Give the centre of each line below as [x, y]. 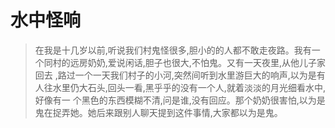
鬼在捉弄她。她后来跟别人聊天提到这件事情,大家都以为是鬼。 [158, 112]
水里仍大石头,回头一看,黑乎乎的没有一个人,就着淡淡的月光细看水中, [189, 87]
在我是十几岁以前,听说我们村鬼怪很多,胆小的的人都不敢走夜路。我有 [173, 50]
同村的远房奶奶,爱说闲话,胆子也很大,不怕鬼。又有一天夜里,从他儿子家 [184, 62]
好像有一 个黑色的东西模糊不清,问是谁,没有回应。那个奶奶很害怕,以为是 [180, 100]
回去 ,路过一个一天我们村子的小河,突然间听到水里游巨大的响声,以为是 [175, 75]
